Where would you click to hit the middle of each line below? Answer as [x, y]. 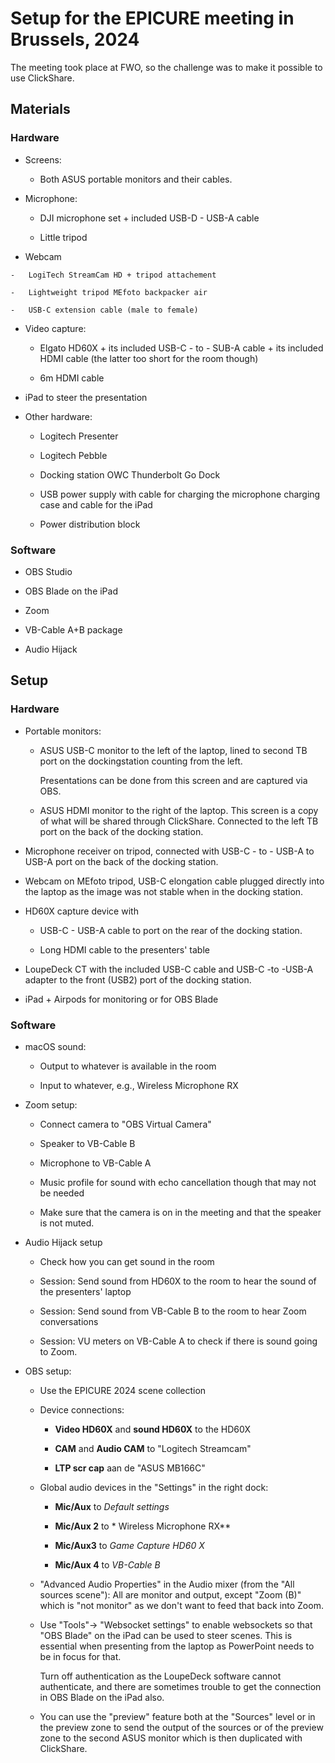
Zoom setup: [51, 1104]
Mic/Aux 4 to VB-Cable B [107, 1564]
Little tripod [63, 237]
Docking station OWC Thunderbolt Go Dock [130, 474]
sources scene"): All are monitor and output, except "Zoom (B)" [170, 1594]
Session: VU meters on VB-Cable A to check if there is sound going [178, 1341]
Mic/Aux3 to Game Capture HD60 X [129, 1545]
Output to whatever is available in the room [128, 1066]
